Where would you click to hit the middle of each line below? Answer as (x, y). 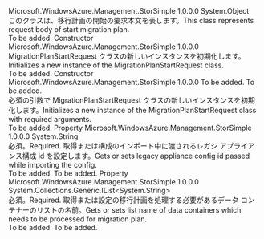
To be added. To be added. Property (68, 173)
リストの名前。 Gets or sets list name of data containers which (138, 210)
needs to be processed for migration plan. (78, 219)
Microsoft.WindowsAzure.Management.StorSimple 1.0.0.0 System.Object (129, 11)
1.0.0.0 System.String (43, 136)
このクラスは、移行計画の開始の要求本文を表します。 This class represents (131, 20)
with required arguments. (50, 119)
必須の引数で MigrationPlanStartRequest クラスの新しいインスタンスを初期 (132, 100)
